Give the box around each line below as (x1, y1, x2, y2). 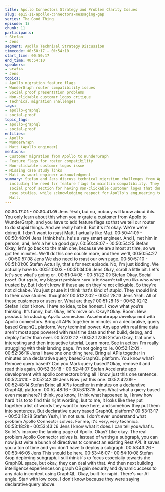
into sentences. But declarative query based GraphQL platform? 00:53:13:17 (5, 408, 159, 414)
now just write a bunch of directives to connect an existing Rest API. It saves (5, 439, 160, 445)
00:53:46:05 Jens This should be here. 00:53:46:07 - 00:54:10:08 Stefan (5, 450, 153, 456)
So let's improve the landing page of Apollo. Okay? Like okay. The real (5, 428, 147, 434)
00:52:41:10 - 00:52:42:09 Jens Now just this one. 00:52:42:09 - (5, 376, 136, 382)
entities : (5, 131, 26, 136)
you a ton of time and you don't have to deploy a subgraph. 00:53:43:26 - (5, 444, 155, 450)
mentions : (5, 149, 26, 154)
